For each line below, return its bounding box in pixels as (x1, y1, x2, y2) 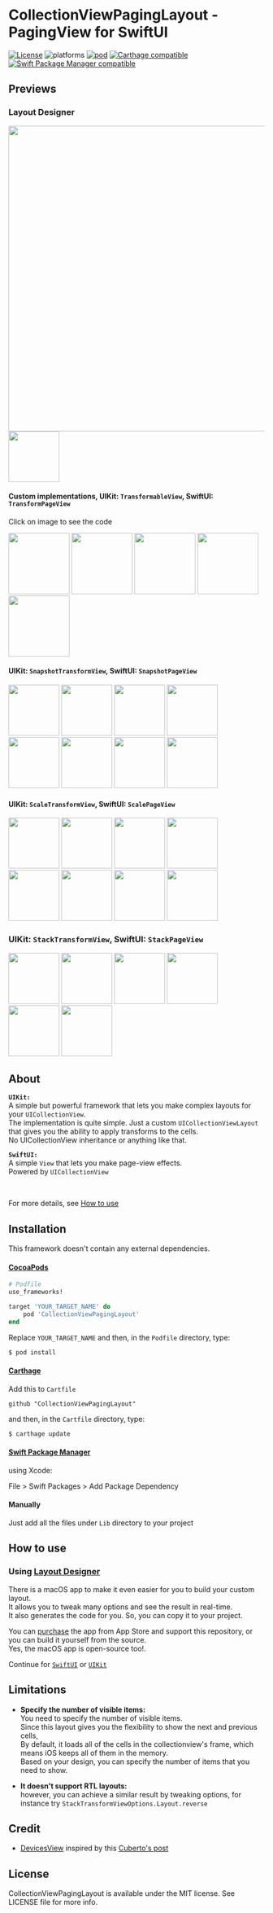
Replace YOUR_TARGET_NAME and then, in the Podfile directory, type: (8, 1332, 231, 1342)
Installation (8, 1222, 67, 1235)
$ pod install (8, 1348, 57, 1357)
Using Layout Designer (8, 1566, 101, 1577)
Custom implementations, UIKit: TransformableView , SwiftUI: (8, 491, 214, 502)
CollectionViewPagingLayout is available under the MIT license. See (8, 1889, 236, 1898)
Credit (8, 1822, 41, 1836)
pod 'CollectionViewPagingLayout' (23, 1310, 140, 1318)
